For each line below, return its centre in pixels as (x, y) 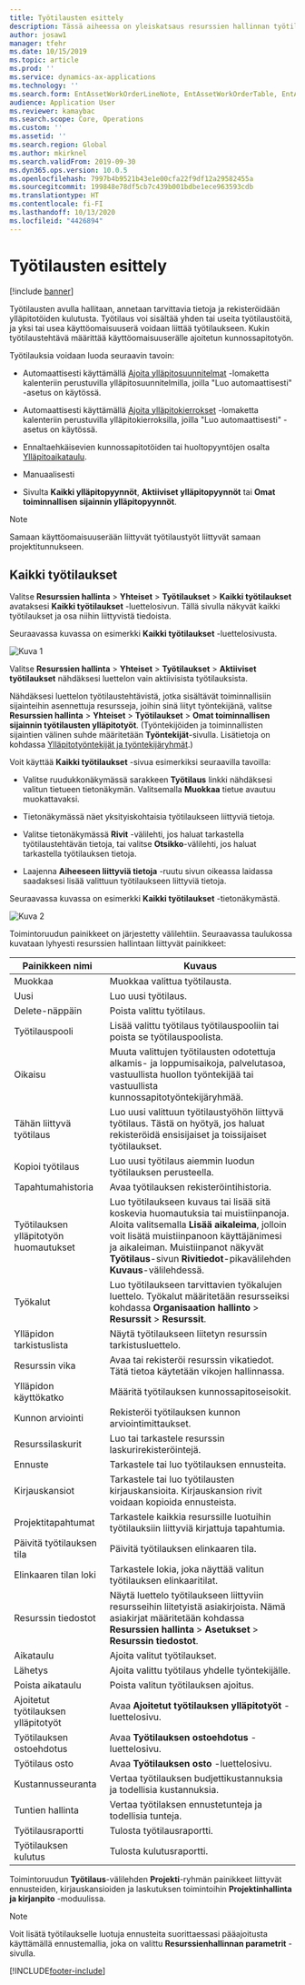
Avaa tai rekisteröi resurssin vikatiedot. (192, 1360)
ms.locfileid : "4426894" (56, 221)
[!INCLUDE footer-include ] (58, 1971)
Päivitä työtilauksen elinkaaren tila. (183, 1549)
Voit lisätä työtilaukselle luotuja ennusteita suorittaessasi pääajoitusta (138, 1934)
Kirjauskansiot (44, 1491)
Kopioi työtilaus (47, 1167)
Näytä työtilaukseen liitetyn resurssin (188, 1334)
